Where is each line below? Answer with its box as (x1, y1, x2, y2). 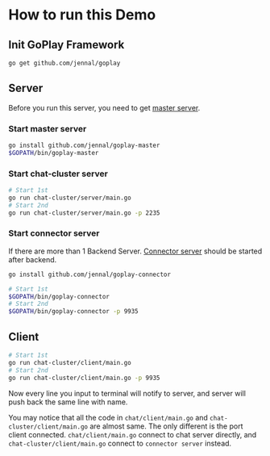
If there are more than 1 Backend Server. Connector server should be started (8, 246, 263, 256)
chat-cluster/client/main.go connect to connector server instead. (8, 438, 232, 448)
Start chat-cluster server (8, 168, 109, 179)
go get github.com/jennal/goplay (8, 59, 121, 67)
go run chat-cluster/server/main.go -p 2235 (8, 208, 160, 217)
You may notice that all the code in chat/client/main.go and (8, 412, 208, 422)
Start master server (8, 123, 87, 134)
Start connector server (8, 228, 100, 239)
